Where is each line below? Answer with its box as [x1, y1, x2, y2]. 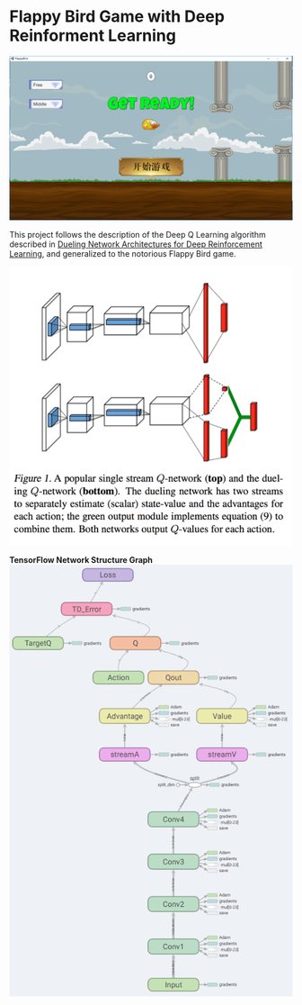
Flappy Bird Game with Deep [9, 6, 225, 27]
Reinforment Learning [9, 25, 177, 46]
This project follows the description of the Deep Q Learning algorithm [9, 230, 267, 240]
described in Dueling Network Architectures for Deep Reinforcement [9, 239, 263, 249]
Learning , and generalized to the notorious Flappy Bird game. [9, 249, 236, 259]
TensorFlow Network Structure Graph [9, 554, 153, 565]
